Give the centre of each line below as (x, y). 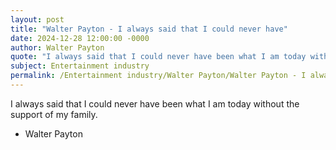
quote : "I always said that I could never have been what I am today (158, 57)
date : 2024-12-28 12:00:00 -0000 (80, 38)
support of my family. (54, 114)
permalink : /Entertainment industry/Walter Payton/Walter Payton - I (158, 76)
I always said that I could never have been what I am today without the (155, 103)
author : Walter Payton (57, 47)
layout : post (37, 19)
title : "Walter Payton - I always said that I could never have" (149, 29)
